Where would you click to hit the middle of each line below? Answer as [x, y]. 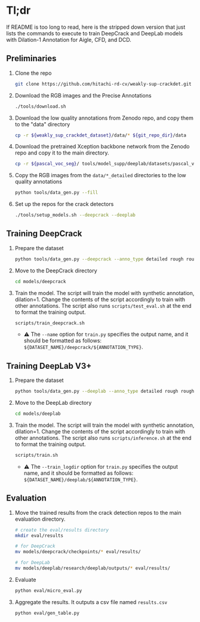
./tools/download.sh [40, 106]
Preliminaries [31, 58]
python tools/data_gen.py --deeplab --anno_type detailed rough [96, 392]
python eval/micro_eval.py [48, 590]
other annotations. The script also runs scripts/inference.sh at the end [103, 438]
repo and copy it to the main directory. [62, 153]
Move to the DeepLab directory [53, 403]
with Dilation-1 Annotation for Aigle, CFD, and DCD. [69, 40]
